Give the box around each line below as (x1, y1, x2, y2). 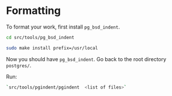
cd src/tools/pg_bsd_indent (6, 34, 75, 40)
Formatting (6, 4, 61, 17)
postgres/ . (6, 62, 32, 69)
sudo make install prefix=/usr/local (6, 45, 98, 51)
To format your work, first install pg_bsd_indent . (6, 23, 120, 30)
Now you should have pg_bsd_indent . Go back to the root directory (6, 55, 167, 62)
